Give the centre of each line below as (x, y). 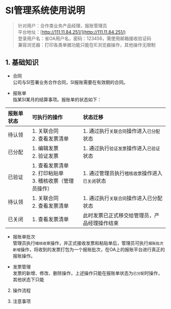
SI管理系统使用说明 (45, 10)
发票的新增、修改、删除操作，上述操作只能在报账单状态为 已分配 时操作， (88, 273)
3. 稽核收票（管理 (53, 181)
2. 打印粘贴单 (48, 173)
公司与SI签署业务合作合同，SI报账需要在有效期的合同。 (70, 82)
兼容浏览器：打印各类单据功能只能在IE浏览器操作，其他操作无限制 (87, 45)
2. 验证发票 (45, 156)
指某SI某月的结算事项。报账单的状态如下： (57, 99)
